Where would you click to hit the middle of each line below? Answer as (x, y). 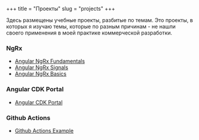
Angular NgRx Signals (41, 67)
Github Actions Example (44, 130)
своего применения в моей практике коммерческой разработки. (89, 33)
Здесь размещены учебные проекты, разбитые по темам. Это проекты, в (99, 20)
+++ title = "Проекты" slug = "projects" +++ (61, 9)
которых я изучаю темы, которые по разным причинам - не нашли (91, 27)
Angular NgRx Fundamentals (50, 61)
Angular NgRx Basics (40, 74)
